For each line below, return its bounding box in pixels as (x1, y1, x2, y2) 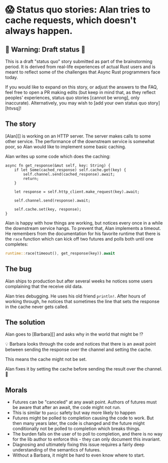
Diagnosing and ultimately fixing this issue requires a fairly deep (12, 441, 145, 447)
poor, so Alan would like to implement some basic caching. (5, 143, 126, 149)
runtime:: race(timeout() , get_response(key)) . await (5, 250, 115, 256)
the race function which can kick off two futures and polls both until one (5, 235, 153, 241)
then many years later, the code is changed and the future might (12, 420, 145, 426)
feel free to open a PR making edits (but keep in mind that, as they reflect (5, 89, 156, 95)
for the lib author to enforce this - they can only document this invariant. (12, 436, 161, 442)
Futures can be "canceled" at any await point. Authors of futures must (12, 399, 157, 405)
